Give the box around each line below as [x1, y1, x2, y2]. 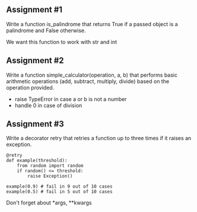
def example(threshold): [6, 157, 68, 164]
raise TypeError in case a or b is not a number [14, 95, 127, 103]
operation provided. [6, 84, 55, 91]
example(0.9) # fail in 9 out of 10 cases [6, 183, 113, 189]
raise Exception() [27, 173, 73, 179]
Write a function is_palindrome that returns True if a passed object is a [6, 20, 178, 27]
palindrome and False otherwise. [6, 27, 86, 34]
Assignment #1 [6, 5, 63, 15]
